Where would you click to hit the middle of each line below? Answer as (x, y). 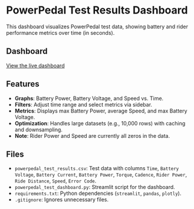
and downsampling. (39, 130)
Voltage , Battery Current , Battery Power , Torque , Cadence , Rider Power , (101, 175)
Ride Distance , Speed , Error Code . (55, 181)
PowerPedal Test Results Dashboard (97, 10)
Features (23, 84)
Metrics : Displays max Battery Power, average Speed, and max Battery (101, 111)
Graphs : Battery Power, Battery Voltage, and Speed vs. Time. (89, 98)
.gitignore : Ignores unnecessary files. (62, 200)
